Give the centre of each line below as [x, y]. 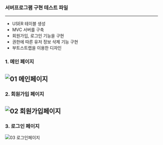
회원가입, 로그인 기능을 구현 [38, 36]
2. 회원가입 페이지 [25, 94]
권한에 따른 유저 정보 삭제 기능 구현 [45, 42]
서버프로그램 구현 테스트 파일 [37, 7]
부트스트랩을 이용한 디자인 [37, 48]
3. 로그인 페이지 [22, 126]
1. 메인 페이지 [20, 62]
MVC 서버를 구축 [28, 30]
